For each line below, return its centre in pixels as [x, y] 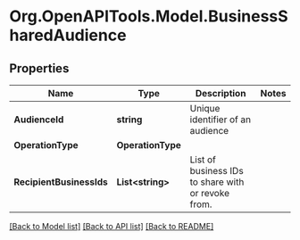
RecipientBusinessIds [61, 182]
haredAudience [68, 35]
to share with [217, 182]
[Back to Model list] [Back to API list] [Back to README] [112, 226]
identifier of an [221, 120]
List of [203, 160]
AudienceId [39, 120]
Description [221, 93]
